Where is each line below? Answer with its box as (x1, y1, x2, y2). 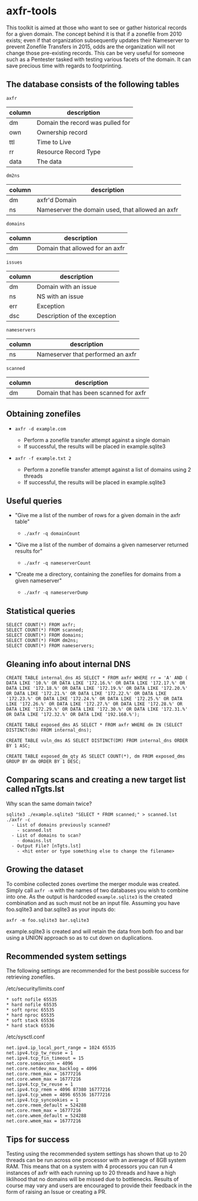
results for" (14, 548, 43, 555)
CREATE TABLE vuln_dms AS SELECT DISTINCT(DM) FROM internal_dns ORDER (6, 738, 188, 744)
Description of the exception (36, 311, 116, 320)
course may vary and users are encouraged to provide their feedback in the (6, 1182, 193, 1189)
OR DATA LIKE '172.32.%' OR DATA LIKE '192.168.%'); (6, 711, 140, 717)
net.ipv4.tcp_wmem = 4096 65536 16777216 (6, 1092, 111, 1098)
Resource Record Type (36, 148, 101, 156)
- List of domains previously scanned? (11, 822, 111, 828)
